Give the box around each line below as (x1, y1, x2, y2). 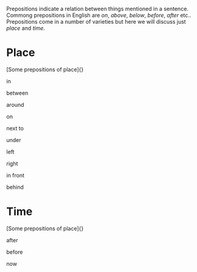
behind (6, 183, 24, 191)
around (6, 101, 24, 108)
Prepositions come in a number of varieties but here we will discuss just (6, 18, 187, 25)
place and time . (6, 24, 46, 32)
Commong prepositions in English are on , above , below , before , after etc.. (6, 12, 192, 19)
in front (6, 171, 25, 178)
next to (6, 124, 24, 132)
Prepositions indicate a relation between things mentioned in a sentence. (6, 5, 188, 12)
